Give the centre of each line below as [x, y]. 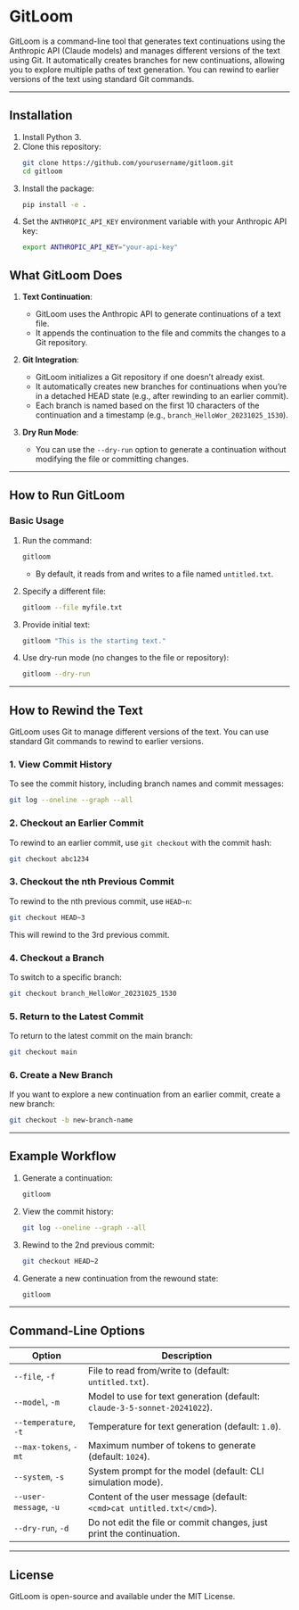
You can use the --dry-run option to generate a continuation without [161, 450]
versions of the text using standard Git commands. [102, 79]
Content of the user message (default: [167, 1497]
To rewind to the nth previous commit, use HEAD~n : [101, 901]
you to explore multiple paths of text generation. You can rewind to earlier [144, 70]
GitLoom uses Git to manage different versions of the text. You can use [139, 732]
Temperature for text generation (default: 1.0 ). [185, 1427]
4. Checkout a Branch [57, 958]
